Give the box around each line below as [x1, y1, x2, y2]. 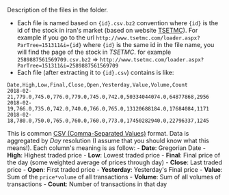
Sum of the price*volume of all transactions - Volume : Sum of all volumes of [7, 173, 221, 181]
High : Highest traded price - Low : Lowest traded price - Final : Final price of [7, 151, 221, 159]
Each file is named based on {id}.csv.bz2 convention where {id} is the [16, 19, 219, 27]
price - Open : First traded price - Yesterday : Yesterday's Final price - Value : [7, 166, 223, 173]
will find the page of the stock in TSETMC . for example [16, 48, 172, 56]
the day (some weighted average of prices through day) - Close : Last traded [7, 158, 223, 166]
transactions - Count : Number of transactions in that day [7, 180, 167, 188]
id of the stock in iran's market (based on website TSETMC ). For [16, 27, 198, 34]
